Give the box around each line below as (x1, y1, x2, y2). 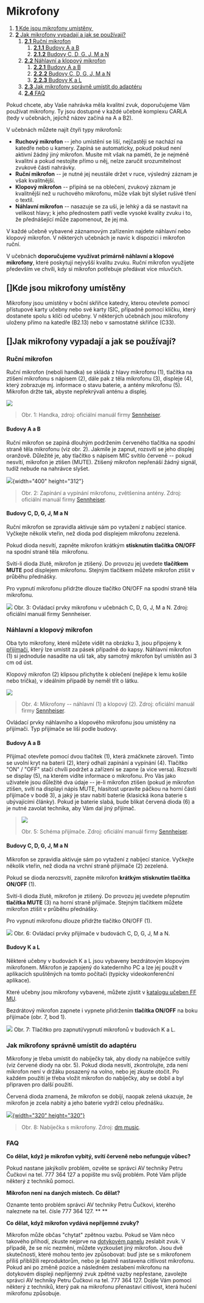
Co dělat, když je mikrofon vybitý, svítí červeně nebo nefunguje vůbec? (6, 1153, 191, 1160)
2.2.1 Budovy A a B (33, 63, 81, 71)
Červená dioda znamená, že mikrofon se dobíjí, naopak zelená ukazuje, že (6, 1093, 193, 1100)
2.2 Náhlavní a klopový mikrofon (24, 57, 106, 64)
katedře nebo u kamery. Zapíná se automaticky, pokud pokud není (15, 144, 181, 151)
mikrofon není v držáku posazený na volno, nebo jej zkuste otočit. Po (6, 1068, 180, 1075)
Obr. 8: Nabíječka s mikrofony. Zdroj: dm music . (21, 1123, 141, 1131)
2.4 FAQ (24, 89, 46, 96)
